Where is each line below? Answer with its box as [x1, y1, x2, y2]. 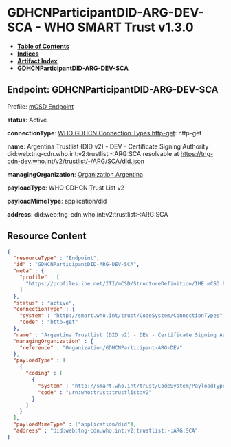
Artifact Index [16, 56, 58, 65]
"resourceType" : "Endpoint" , [13, 254, 100, 262]
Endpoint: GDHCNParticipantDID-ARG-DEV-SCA [7, 84, 219, 96]
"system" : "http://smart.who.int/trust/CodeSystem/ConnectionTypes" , [19, 312, 226, 319]
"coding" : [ [25, 370, 63, 377]
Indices [16, 50, 39, 58]
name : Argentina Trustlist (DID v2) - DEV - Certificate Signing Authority [7, 142, 209, 151]
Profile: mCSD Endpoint [7, 102, 74, 111]
